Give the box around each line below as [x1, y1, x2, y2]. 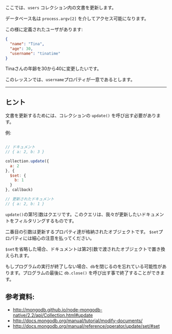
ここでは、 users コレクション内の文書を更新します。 [5, 5, 117, 10]
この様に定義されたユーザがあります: [5, 26, 83, 32]
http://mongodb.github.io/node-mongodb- [12, 306, 102, 312]
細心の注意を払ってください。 [32, 235, 95, 241]
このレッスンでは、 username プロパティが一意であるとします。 [5, 77, 135, 83]
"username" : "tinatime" [10, 51, 60, 56]
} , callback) [5, 187, 33, 193]
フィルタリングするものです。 [14, 217, 77, 224]
